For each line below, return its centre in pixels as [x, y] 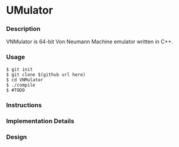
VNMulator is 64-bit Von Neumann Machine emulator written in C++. [89, 41]
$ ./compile [21, 85]
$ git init [19, 69]
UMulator [30, 10]
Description [23, 29]
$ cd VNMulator [25, 80]
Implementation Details [40, 121]
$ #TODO [16, 90]
